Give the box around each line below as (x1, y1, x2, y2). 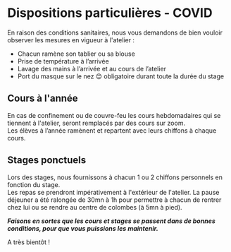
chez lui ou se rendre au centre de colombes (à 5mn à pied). (7, 203, 182, 211)
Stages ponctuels (7, 154, 87, 167)
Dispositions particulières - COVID (7, 5, 213, 21)
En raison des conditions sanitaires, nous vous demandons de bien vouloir (7, 28, 223, 37)
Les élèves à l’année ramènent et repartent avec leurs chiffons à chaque (7, 126, 217, 135)
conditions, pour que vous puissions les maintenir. (7, 224, 158, 232)
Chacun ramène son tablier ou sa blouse (17, 49, 135, 58)
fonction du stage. (7, 180, 61, 188)
